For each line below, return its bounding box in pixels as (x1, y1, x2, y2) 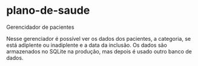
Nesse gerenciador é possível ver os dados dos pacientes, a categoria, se (6, 35, 191, 42)
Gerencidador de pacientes (6, 23, 74, 31)
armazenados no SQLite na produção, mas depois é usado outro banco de (6, 47, 192, 55)
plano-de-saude (6, 4, 90, 17)
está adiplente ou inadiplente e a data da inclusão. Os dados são (6, 41, 168, 49)
